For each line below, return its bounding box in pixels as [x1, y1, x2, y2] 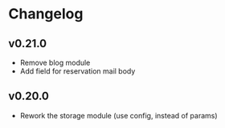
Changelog [8, 5, 84, 23]
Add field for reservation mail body [19, 66, 136, 76]
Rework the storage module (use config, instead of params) [19, 110, 219, 120]
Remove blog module [19, 58, 91, 67]
